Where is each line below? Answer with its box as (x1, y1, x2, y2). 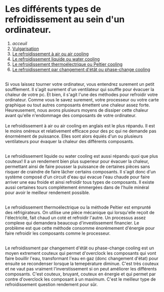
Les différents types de (5, 3, 101, 15)
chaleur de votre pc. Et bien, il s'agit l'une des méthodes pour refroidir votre (5, 92, 158, 97)
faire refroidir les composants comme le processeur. (5, 230, 111, 236)
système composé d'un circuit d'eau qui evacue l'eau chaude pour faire (5, 174, 150, 180)
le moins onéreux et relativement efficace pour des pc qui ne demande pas (5, 128, 157, 134)
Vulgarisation (12, 46, 39, 51)
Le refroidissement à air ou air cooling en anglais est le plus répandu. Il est (5, 122, 155, 128)
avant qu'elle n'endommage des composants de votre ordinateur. (5, 112, 137, 118)
